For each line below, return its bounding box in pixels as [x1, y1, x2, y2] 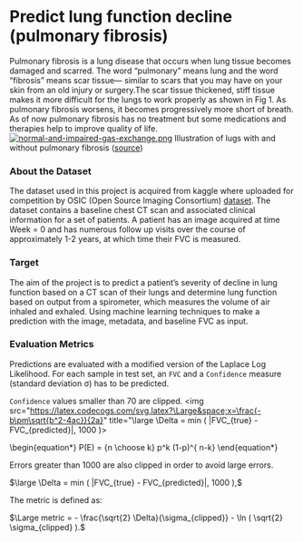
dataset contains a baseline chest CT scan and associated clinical [9, 205, 256, 216]
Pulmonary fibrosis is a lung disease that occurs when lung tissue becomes [9, 55, 292, 66]
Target [9, 256, 39, 269]
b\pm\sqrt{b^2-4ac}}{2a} [9, 414, 104, 425]
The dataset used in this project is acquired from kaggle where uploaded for [9, 186, 294, 197]
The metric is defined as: [9, 494, 103, 505]
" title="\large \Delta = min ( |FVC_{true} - [103, 414, 259, 425]
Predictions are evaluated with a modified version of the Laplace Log [9, 358, 267, 369]
